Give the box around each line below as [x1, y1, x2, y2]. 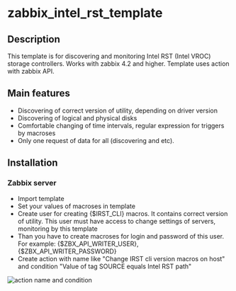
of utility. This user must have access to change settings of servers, [17, 217, 216, 225]
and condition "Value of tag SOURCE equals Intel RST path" [17, 262, 192, 270]
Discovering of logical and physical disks [17, 113, 137, 122]
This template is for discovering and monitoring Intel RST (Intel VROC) [7, 52, 211, 60]
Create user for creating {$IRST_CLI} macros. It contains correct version [17, 209, 228, 217]
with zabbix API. [7, 67, 55, 75]
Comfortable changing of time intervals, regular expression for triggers [17, 121, 225, 130]
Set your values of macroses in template [17, 202, 136, 210]
